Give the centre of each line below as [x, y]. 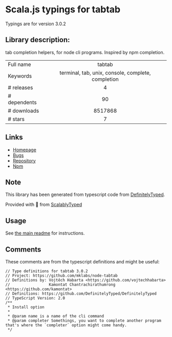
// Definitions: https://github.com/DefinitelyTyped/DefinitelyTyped [81, 294]
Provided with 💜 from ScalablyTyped [44, 205]
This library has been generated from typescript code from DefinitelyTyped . [85, 194]
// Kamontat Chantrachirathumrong [60, 285]
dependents [22, 102]
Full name [20, 64]
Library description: [38, 40]
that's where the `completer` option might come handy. [66, 325]
